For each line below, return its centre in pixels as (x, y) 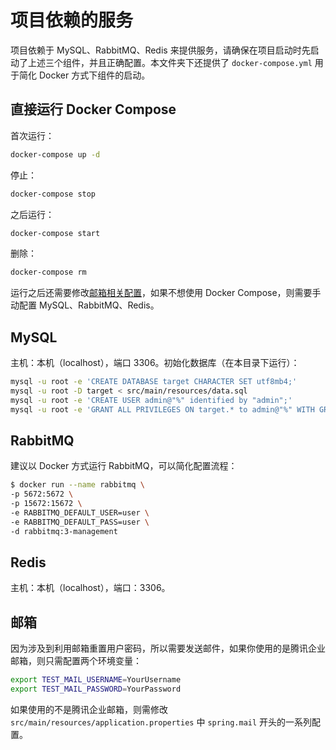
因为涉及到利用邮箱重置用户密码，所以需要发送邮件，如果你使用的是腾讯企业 (168, 648)
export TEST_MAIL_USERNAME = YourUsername (96, 680)
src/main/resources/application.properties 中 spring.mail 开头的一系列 (161, 722)
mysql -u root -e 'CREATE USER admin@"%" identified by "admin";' (151, 400)
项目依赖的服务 (72, 20)
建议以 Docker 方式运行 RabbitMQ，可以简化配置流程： (124, 466)
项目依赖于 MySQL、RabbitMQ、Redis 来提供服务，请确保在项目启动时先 (160, 50)
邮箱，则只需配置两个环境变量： (76, 661)
